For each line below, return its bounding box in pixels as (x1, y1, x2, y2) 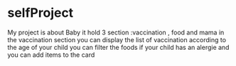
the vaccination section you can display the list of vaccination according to (7, 35, 226, 44)
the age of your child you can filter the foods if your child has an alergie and (7, 43, 230, 51)
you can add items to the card (7, 51, 95, 59)
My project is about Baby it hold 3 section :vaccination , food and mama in (7, 28, 225, 37)
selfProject (7, 5, 74, 21)
